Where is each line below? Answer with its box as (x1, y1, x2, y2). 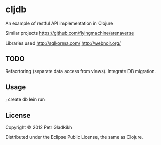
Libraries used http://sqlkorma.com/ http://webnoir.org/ (5, 40, 121, 46)
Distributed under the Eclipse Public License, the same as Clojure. (5, 134, 143, 140)
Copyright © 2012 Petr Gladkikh (5, 124, 72, 130)
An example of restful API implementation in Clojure (5, 20, 113, 26)
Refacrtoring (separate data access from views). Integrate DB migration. (5, 68, 156, 74)
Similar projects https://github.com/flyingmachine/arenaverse (5, 30, 134, 36)
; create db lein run (5, 96, 45, 102)
